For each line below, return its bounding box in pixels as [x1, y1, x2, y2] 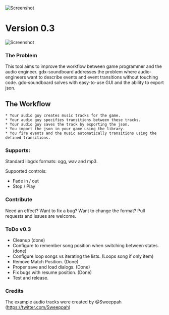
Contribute [5, 196, 33, 203]
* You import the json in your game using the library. [5, 127, 125, 132]
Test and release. [12, 274, 49, 281]
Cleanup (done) [12, 237, 45, 243]
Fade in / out [12, 178, 39, 184]
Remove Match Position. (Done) [12, 258, 79, 264]
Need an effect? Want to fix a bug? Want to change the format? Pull [5, 208, 145, 214]
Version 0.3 [5, 23, 55, 34]
